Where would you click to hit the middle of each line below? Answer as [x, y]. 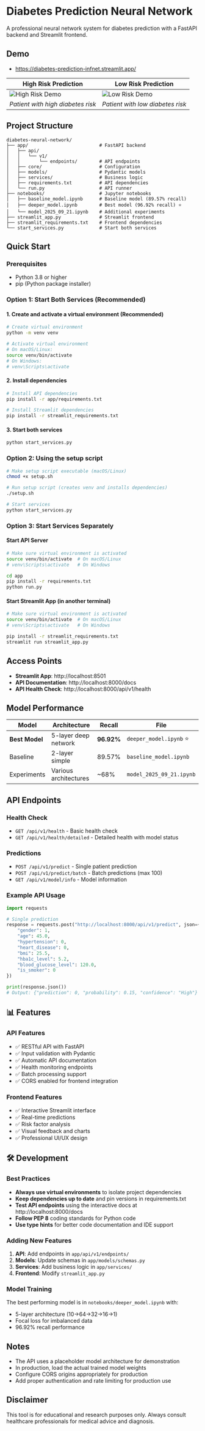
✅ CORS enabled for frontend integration [67, 1080]
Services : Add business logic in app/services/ [74, 1266]
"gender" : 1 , [34, 931]
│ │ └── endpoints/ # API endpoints [73, 161]
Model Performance [45, 708]
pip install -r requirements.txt [49, 582]
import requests [27, 908]
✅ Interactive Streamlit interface [56, 1110]
